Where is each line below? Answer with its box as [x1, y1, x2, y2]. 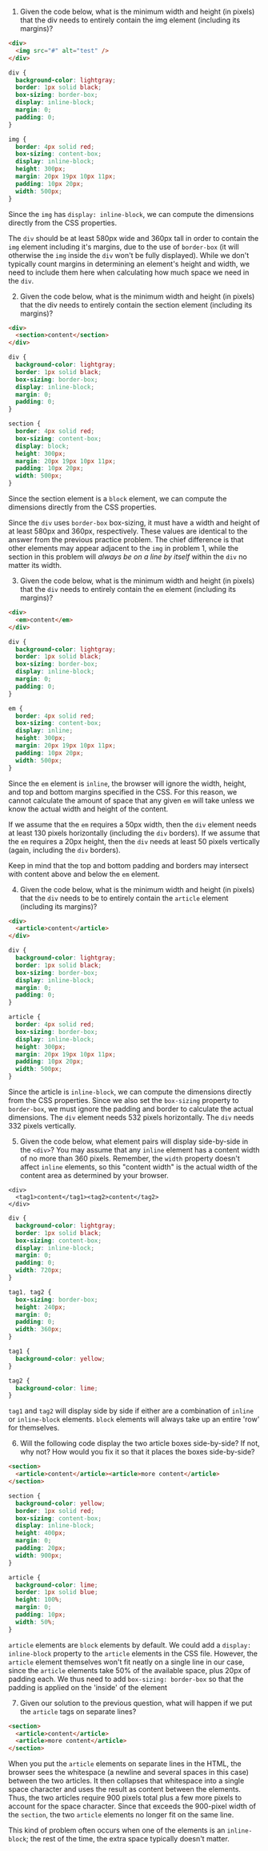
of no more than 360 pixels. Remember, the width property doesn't [19, 1153, 240, 1163]
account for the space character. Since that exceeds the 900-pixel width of [8, 1801, 256, 1811]
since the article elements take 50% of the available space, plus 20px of [8, 1665, 251, 1675]
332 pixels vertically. [8, 1121, 77, 1130]
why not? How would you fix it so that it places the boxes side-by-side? [19, 1447, 255, 1457]
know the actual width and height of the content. [8, 804, 169, 814]
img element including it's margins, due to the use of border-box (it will [8, 242, 239, 251]
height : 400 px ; [15, 1529, 66, 1537]
